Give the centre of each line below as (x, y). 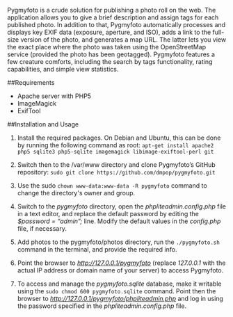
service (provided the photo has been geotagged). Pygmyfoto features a (111, 54)
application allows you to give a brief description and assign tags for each (113, 17)
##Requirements (31, 82)
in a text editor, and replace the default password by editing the (108, 214)
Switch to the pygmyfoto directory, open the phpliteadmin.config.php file (121, 206)
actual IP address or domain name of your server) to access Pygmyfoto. (120, 270)
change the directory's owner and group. (76, 193)
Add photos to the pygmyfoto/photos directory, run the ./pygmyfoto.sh (119, 242)
